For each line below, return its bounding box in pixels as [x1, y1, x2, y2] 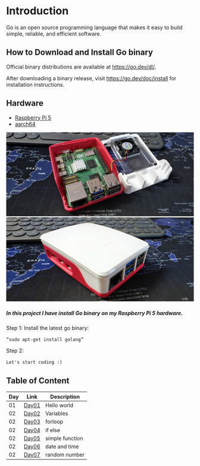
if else [45, 426, 61, 433]
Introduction [6, 4, 69, 18]
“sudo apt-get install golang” [6, 337, 84, 343]
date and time [45, 443, 79, 450]
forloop [45, 418, 64, 426]
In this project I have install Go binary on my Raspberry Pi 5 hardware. [6, 309, 183, 316]
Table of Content [6, 376, 70, 386]
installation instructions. [6, 81, 65, 88]
